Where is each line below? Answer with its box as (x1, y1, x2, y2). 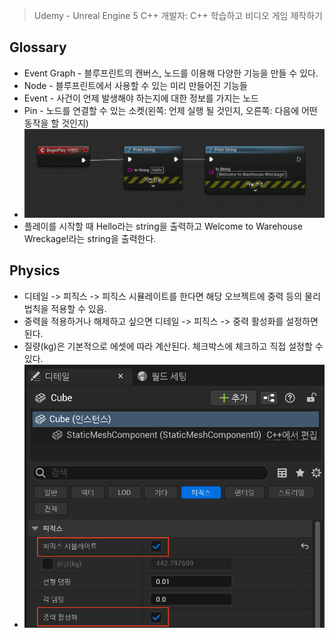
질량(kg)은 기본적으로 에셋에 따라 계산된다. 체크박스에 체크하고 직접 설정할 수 (23, 340, 324, 352)
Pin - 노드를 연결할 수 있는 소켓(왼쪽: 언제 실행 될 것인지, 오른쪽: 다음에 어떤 (23, 104, 318, 116)
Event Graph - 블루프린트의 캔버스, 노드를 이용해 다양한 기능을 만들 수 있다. (23, 67, 319, 79)
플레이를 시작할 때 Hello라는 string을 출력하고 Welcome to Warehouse (23, 220, 303, 232)
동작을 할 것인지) (23, 117, 89, 129)
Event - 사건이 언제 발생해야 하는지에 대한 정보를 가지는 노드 (23, 92, 259, 104)
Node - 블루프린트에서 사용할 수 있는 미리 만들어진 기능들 (23, 79, 248, 91)
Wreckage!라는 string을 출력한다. (23, 232, 157, 244)
